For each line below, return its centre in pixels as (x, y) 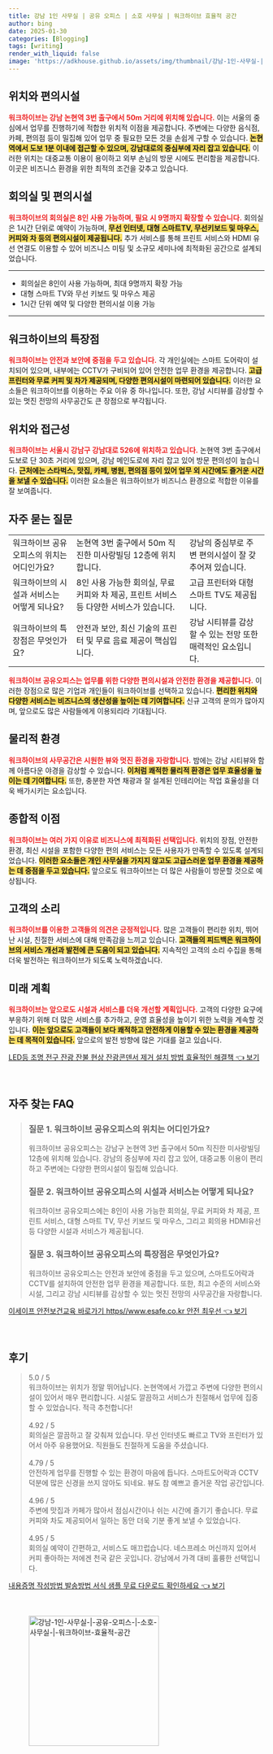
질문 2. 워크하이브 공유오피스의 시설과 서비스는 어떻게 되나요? (141, 1191)
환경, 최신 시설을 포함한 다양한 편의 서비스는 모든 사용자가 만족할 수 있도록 (125, 850)
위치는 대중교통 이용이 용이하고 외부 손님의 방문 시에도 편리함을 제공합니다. (141, 158)
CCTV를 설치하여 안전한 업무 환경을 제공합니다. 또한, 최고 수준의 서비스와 (144, 1284)
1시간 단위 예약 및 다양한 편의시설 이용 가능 (88, 303)
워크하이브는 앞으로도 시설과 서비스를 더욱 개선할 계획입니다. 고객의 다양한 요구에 (136, 1010)
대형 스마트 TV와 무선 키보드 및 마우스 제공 (88, 293)
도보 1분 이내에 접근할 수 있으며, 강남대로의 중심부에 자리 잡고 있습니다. (140, 148)
